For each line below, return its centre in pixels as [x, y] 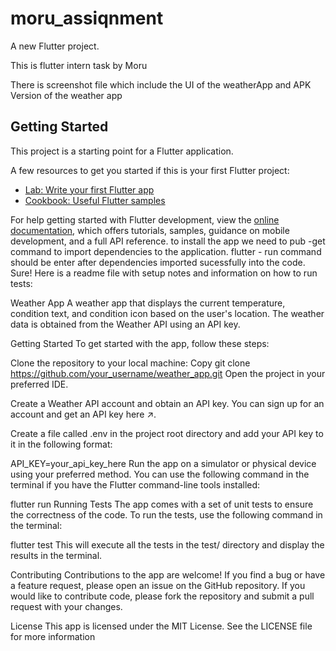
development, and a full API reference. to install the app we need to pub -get [168, 241]
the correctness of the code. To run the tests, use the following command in [166, 514]
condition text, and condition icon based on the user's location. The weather [167, 313]
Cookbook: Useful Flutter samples [95, 200]
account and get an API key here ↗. [83, 414]
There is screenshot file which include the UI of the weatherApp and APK [161, 84]
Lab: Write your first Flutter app [89, 189]
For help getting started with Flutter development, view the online [145, 219]
